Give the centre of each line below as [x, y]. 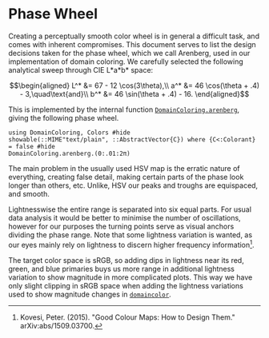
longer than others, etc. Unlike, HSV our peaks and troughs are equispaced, [133, 185]
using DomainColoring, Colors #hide [69, 133]
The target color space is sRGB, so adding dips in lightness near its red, [126, 260]
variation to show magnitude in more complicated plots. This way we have [130, 277]
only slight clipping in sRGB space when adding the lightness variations [126, 285]
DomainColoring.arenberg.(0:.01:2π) [69, 153]
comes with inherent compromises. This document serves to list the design [132, 44]
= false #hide [32, 146]
